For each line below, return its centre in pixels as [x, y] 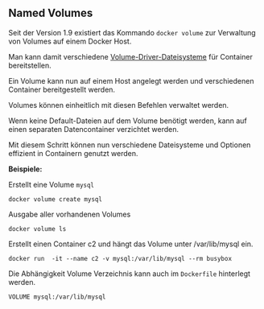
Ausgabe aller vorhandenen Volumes [70, 214]
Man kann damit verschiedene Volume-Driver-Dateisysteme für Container [131, 56]
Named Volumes [51, 13]
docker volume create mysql [56, 199]
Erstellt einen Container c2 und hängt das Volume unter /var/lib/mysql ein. [131, 244]
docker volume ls [37, 229]
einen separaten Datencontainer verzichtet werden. [94, 129]
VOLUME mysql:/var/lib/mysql [57, 297]
